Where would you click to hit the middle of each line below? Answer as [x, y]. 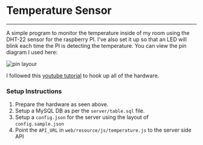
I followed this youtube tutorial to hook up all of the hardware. [83, 76]
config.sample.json [40, 124]
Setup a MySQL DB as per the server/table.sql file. [80, 111]
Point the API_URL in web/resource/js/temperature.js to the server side [103, 130]
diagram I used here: [32, 52]
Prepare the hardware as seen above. [62, 105]
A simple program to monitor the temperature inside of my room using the [98, 33]
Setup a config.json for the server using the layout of [82, 117]
